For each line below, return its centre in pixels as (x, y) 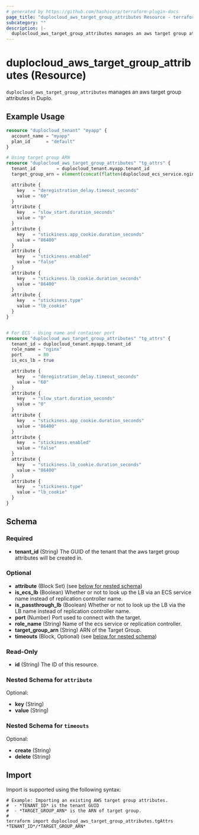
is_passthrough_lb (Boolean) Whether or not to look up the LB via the (100, 605)
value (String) (32, 711)
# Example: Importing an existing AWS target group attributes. (87, 800)
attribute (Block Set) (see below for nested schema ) (78, 586)
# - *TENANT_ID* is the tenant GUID (53, 805)
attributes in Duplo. (29, 98)
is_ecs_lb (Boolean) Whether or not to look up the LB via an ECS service (103, 592)
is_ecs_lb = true (33, 361)
